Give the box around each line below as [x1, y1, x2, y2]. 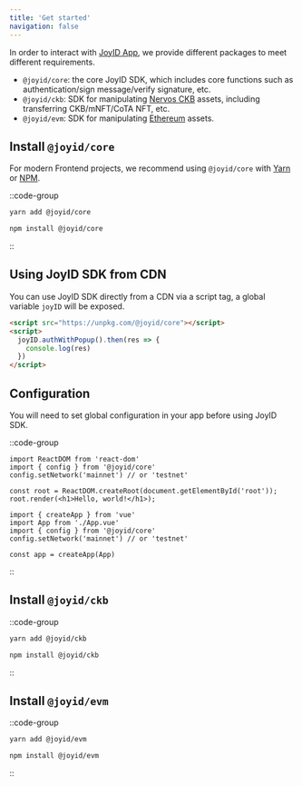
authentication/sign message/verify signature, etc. [22, 84, 211, 95]
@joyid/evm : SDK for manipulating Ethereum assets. [22, 113, 215, 124]
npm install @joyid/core [9, 224, 103, 234]
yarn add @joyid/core [9, 208, 92, 217]
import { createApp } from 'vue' [9, 510, 136, 519]
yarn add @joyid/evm [9, 735, 88, 744]
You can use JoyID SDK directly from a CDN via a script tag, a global [9, 291, 266, 302]
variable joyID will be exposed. [9, 301, 125, 312]
